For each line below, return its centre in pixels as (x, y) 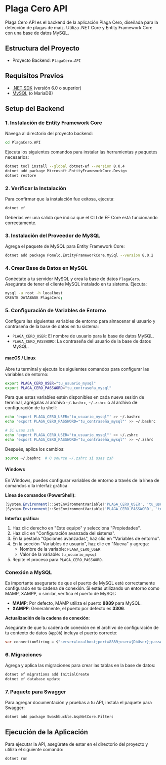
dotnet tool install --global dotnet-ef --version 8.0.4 (65, 166)
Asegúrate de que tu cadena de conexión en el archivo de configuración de (82, 627)
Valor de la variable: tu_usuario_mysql (58, 554)
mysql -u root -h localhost (34, 293)
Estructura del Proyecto (42, 48)
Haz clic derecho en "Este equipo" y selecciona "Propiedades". (77, 528)
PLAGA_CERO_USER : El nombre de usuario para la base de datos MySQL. (83, 336)
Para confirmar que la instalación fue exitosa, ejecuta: (60, 199)
